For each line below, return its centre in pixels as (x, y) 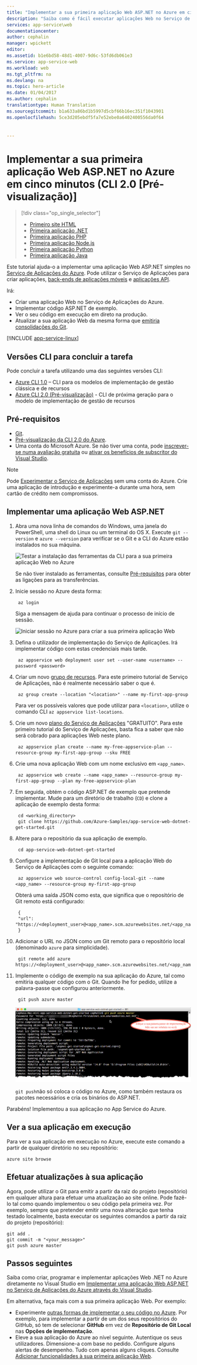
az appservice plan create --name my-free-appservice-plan (91, 747)
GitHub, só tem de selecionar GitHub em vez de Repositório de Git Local (103, 1325)
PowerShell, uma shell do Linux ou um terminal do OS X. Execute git (98, 532)
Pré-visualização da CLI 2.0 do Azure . (61, 439)
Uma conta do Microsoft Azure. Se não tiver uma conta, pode (89, 446)
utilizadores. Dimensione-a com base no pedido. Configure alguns (95, 1344)
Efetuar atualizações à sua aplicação (75, 1177)
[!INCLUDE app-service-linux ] (43, 338)
